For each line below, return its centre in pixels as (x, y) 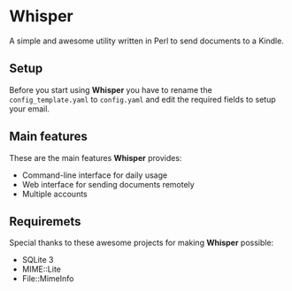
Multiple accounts (54, 194)
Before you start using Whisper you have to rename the (111, 89)
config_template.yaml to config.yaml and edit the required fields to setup (142, 99)
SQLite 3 (38, 260)
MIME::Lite (42, 269)
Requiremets (45, 222)
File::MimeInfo (48, 279)
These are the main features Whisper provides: (96, 157)
